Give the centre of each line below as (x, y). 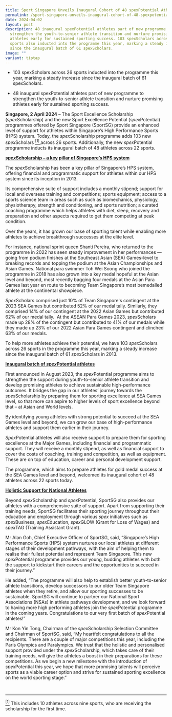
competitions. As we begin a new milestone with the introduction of (76, 661)
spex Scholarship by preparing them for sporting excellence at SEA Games (83, 396)
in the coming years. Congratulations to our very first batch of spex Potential (85, 613)
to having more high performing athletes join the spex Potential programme (84, 608)
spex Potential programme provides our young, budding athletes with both (83, 559)
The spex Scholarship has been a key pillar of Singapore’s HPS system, (80, 168)
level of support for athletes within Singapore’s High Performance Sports (82, 131)
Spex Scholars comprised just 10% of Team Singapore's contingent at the (82, 301)
